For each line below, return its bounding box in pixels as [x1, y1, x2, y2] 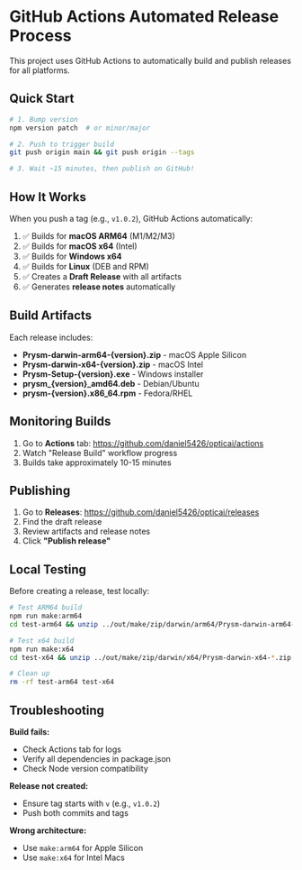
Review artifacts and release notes [22, 526, 151, 537]
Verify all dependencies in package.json [22, 754, 171, 764]
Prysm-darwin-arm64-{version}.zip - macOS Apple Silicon [22, 349, 247, 360]
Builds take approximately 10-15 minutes [22, 457, 173, 468]
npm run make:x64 [9, 645, 75, 654]
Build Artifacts [9, 308, 93, 324]
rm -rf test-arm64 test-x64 [9, 678, 115, 687]
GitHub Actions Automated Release [9, 6, 280, 27]
